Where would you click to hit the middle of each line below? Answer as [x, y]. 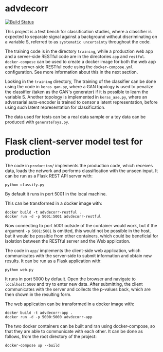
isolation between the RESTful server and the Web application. [68, 241]
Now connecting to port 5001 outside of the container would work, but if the [81, 225]
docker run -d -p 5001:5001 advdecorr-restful [53, 216]
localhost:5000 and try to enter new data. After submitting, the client [74, 284]
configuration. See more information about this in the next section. [72, 72]
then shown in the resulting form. [38, 294]
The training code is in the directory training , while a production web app [79, 51]
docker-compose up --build [32, 345]
